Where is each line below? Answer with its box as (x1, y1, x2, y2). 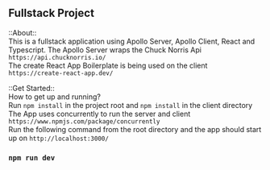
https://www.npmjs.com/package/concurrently (8, 117, 160, 126)
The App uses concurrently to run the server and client (8, 109, 191, 118)
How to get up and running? (8, 92, 101, 102)
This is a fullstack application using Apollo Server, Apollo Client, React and (8, 36, 255, 46)
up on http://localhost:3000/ (8, 133, 109, 143)
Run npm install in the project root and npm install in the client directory (8, 100, 253, 110)
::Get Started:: (8, 83, 55, 93)
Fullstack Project (8, 6, 95, 20)
